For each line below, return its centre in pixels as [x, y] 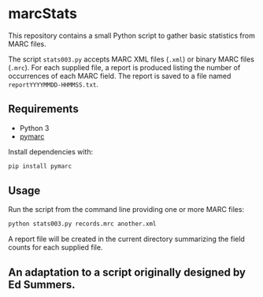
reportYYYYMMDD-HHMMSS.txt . [54, 84]
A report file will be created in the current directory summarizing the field [127, 239]
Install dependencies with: [51, 151]
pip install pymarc [40, 166]
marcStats [43, 14]
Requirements [43, 109]
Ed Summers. [42, 284]
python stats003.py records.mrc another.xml [82, 224]
